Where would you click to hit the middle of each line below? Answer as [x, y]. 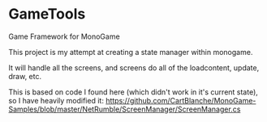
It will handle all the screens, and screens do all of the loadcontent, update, [134, 67]
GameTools [47, 14]
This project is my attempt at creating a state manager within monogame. [131, 52]
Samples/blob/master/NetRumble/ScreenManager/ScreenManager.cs [125, 109]
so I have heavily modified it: [56, 100]
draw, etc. [25, 76]
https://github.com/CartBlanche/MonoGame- [181, 100]
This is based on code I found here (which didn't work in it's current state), [133, 92]
